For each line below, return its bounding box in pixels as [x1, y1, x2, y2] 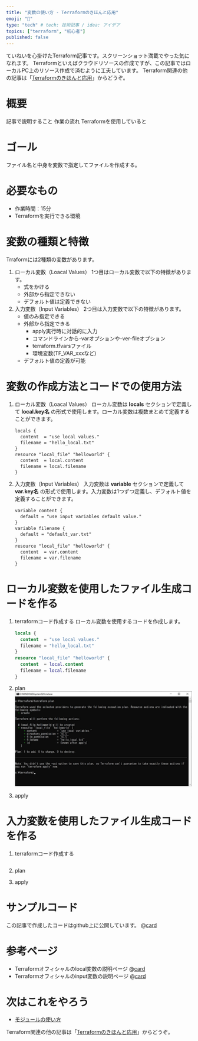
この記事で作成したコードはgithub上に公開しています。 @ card [6, 922, 157, 929]
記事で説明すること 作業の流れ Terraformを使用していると [6, 118, 147, 125]
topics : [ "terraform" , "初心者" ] [6, 28, 85, 34]
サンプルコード [6, 901, 78, 914]
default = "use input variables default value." [20, 513, 142, 519]
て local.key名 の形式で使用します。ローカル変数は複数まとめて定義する [14, 408, 190, 415]
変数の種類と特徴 [6, 235, 90, 249]
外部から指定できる [23, 320, 71, 327]
